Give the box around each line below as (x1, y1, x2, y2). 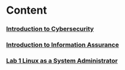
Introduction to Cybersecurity (6, 25, 94, 33)
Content (6, 4, 47, 17)
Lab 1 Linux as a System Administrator (6, 56, 118, 65)
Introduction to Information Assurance (6, 41, 120, 49)
